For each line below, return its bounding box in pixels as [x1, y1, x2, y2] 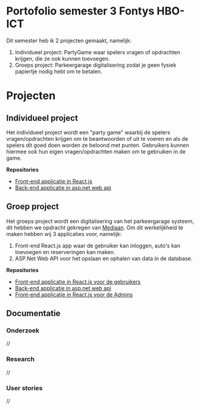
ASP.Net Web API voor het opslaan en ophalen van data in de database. [14, 255, 193, 262]
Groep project [6, 202, 59, 212]
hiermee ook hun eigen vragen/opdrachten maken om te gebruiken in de [6, 148, 186, 155]
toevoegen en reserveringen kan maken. [14, 248, 115, 255]
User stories [6, 384, 43, 392]
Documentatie [6, 308, 61, 318]
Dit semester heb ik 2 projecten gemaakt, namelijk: [6, 37, 132, 44]
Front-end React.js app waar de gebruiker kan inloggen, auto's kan [14, 242, 181, 249]
